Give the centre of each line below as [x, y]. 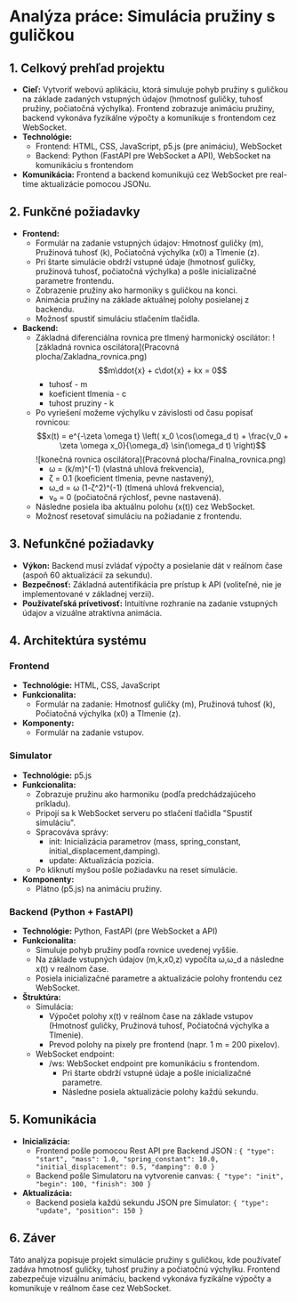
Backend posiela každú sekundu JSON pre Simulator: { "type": [152, 1202]
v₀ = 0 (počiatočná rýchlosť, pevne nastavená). [135, 497]
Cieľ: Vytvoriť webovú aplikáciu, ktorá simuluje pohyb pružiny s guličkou [155, 89]
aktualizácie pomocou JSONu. [96, 184]
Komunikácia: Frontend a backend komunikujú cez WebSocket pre [145, 174]
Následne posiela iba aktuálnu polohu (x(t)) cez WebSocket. [145, 506]
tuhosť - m [68, 384]
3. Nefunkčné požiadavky [82, 544]
